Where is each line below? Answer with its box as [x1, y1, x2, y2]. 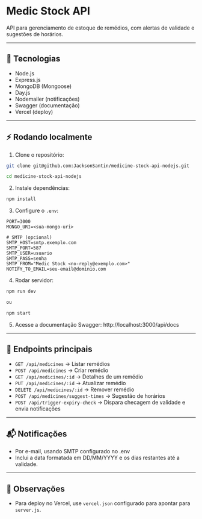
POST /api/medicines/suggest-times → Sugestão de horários [14, 392, 165, 399]
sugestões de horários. [6, 30, 64, 37]
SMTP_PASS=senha [6, 256, 47, 262]
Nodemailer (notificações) [14, 95, 80, 102]
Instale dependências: [14, 184, 70, 192]
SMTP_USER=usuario [6, 250, 52, 257]
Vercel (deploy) [14, 108, 54, 115]
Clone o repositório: [14, 151, 64, 158]
